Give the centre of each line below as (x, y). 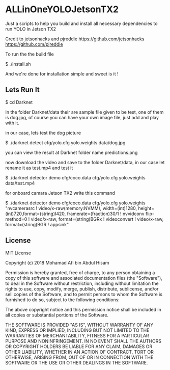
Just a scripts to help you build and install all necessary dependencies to (81, 23)
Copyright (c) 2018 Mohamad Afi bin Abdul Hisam (57, 262)
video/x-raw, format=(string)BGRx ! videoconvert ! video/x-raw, (97, 219)
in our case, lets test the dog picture (43, 133)
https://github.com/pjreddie (34, 44)
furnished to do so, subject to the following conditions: (62, 300)
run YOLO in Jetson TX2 (31, 29)
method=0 (16, 219)
